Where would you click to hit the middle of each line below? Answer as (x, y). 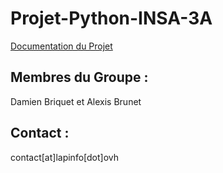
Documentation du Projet (61, 46)
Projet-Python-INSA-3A (111, 18)
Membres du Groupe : (79, 77)
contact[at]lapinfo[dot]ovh (64, 157)
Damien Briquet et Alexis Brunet (76, 101)
